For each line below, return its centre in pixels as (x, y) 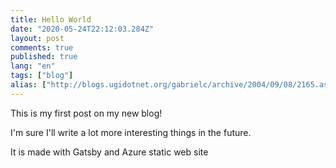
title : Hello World (51, 19)
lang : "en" (33, 66)
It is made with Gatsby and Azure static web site (109, 152)
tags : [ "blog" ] (42, 76)
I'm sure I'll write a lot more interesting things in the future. (131, 132)
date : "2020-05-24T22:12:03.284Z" (82, 29)
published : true (44, 57)
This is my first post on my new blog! (86, 113)
